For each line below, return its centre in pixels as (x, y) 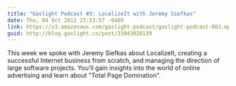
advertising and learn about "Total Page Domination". (84, 76)
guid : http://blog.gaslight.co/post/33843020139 (80, 33)
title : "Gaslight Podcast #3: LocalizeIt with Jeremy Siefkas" (102, 14)
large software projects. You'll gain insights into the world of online (104, 68)
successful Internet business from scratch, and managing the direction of (113, 61)
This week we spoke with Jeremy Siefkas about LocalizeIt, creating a (107, 53)
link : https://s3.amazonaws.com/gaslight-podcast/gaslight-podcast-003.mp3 (120, 27)
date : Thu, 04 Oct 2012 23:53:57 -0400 (66, 20)
